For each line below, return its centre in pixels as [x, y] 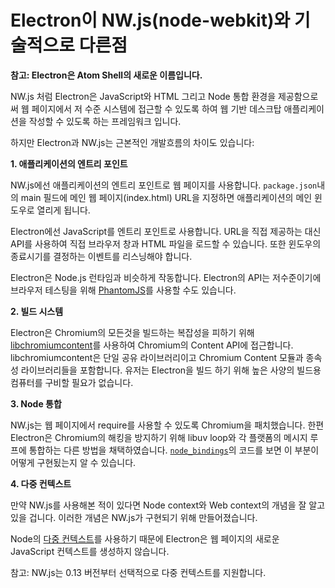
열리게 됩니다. [63, 210]
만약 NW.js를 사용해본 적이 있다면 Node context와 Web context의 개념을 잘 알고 [168, 505]
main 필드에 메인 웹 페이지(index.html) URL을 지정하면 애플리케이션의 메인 [166, 197]
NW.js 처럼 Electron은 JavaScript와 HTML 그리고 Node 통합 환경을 [143, 96]
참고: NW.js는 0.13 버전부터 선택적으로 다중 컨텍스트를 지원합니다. [138, 572]
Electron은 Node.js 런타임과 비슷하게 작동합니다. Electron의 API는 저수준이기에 [166, 277]
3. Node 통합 [36, 403]
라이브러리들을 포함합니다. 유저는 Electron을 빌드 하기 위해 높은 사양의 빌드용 [171, 370]
